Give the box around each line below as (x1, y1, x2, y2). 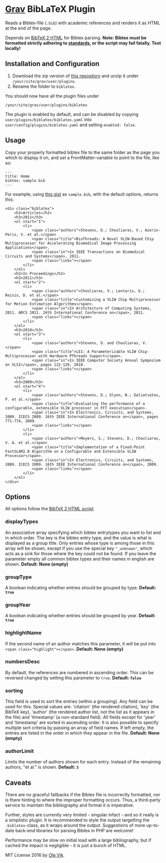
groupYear (5, 601, 31, 608)
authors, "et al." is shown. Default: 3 (5, 764, 79, 770)
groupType (5, 574, 32, 580)
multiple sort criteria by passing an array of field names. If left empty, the (5, 725, 154, 731)
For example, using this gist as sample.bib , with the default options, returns (5, 191, 159, 197)
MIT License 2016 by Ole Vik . (5, 852, 65, 858)
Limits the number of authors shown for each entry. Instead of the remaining (5, 759, 161, 765)
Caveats (5, 778, 31, 787)
